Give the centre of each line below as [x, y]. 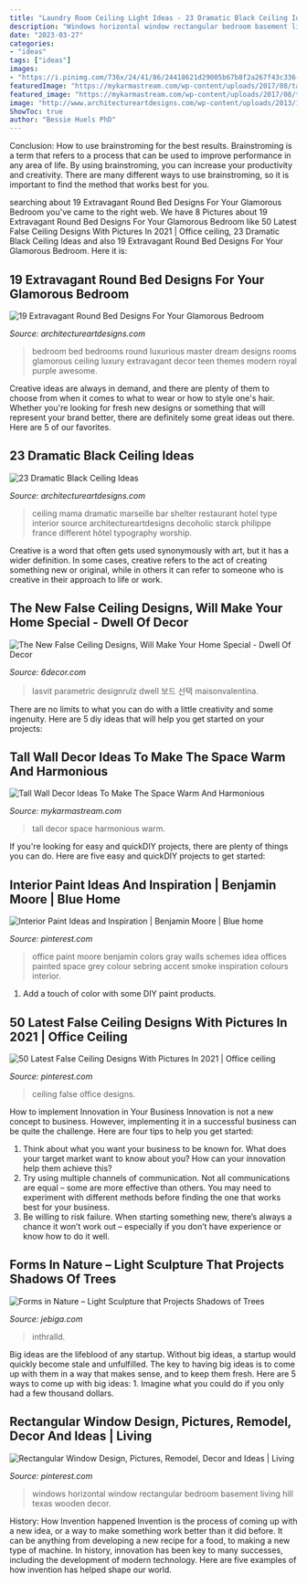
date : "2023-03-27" [47, 35]
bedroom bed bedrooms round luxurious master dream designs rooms [164, 351]
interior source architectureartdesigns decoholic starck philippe [151, 523]
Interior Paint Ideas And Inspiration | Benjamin [143, 885]
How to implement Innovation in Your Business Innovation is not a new [142, 1112]
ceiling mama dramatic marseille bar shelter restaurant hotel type [154, 513]
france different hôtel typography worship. [111, 533]
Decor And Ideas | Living [81, 1436]
